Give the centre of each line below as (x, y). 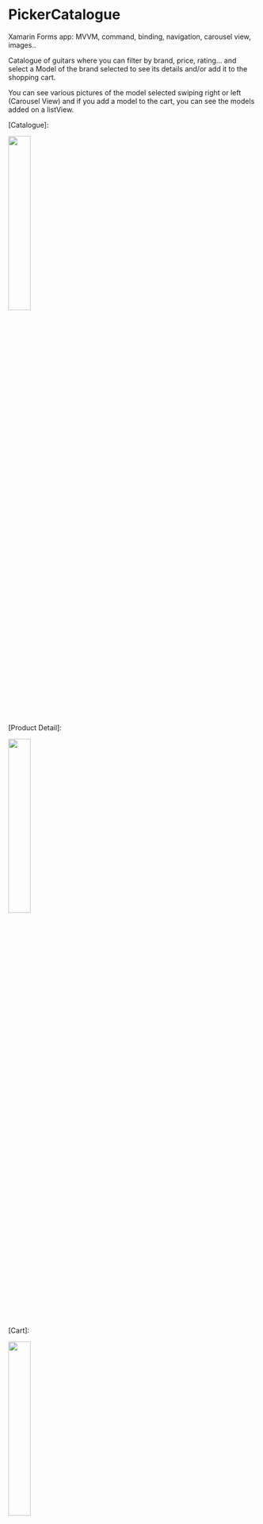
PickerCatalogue (65, 15)
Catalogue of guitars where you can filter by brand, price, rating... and (122, 60)
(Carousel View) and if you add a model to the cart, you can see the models (131, 101)
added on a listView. (41, 110)
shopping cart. (32, 77)
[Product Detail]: (35, 727)
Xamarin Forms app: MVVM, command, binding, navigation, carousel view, (130, 37)
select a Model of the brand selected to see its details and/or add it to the (128, 68)
